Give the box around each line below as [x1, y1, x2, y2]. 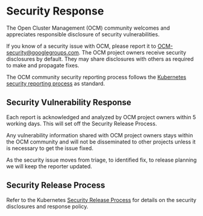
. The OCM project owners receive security [78, 48, 187, 56]
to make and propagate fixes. [6, 62, 80, 69]
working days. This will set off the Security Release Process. [6, 120, 158, 127]
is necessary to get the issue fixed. [6, 144, 94, 152]
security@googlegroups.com [6, 48, 79, 56]
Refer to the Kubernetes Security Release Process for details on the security [6, 196, 197, 203]
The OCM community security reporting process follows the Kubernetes [6, 73, 187, 80]
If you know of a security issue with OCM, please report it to [6, 42, 156, 50]
